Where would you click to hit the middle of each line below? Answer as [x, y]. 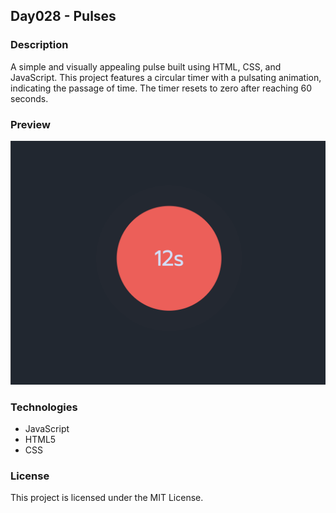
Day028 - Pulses [63, 16]
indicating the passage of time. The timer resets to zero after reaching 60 [161, 88]
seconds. [29, 98]
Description [39, 45]
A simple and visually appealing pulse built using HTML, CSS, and [146, 66]
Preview [30, 124]
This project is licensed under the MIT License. [107, 498]
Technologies [44, 407]
